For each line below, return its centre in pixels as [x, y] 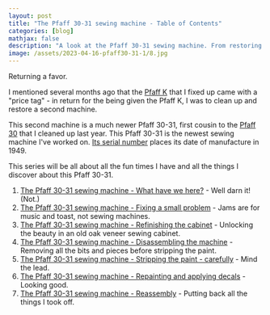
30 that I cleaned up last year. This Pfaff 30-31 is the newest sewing [121, 133]
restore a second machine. [53, 109]
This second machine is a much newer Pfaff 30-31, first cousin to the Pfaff [132, 125]
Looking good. [44, 285]
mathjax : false [34, 38]
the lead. [35, 268]
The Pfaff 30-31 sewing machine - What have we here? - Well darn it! [135, 190]
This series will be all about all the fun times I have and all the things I [123, 166]
